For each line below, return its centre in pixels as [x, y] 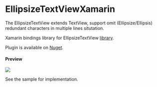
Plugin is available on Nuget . [34, 47]
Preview [14, 59]
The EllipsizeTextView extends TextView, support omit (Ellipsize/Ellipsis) [79, 23]
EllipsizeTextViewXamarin [60, 9]
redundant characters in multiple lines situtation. [55, 28]
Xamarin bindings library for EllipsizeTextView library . [60, 38]
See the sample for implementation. [42, 79]
